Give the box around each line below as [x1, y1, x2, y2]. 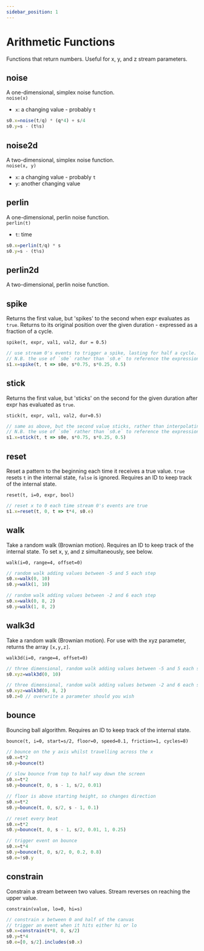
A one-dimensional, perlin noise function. [6, 213, 110, 221]
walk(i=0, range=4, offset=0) [6, 560, 83, 566]
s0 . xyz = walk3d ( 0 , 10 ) [6, 671, 61, 678]
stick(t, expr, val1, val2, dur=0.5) [6, 413, 102, 419]
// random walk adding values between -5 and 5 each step [6, 570, 156, 576]
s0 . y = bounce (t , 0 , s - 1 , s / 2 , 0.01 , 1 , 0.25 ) [6, 827, 126, 833]
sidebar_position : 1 [6, 9, 59, 15]
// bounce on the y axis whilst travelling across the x [6, 749, 154, 755]
